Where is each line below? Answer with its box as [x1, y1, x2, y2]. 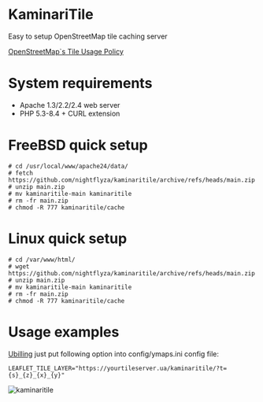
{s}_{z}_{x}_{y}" [8, 371, 65, 379]
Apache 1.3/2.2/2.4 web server [19, 100, 120, 109]
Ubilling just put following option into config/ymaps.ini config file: [8, 349, 219, 359]
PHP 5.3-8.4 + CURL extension [19, 109, 120, 118]
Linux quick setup [8, 230, 128, 247]
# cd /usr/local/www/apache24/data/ [8, 162, 128, 170]
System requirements [8, 75, 153, 92]
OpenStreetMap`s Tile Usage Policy [8, 46, 124, 56]
